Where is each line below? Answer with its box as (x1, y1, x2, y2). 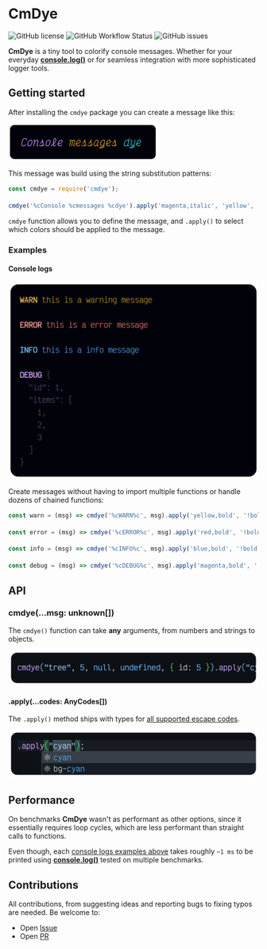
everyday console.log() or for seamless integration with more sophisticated (8, 55, 256, 64)
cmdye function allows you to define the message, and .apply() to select (8, 216, 244, 226)
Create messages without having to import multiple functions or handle (8, 486, 241, 496)
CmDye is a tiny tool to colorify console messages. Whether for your (8, 46, 233, 56)
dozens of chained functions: (8, 495, 104, 504)
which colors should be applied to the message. (8, 224, 165, 234)
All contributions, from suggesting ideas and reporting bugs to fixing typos (8, 899, 253, 908)
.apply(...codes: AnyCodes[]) (8, 696, 108, 706)
